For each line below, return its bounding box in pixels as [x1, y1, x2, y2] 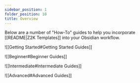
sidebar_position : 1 [4, 7, 47, 12]
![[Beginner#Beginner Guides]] [4, 54, 68, 60]
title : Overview [4, 16, 38, 21]
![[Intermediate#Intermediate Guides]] [4, 63, 82, 69]
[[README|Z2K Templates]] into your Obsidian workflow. [4, 35, 120, 41]
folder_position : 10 [4, 12, 47, 17]
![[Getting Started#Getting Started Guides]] [4, 44, 92, 50]
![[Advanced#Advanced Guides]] [4, 73, 72, 79]
